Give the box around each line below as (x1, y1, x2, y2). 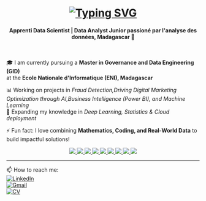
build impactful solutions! (6, 136, 70, 143)
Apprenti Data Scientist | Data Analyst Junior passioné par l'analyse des (9, 26, 197, 34)
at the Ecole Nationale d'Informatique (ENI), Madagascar (6, 74, 153, 82)
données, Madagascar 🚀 (71, 33, 135, 40)
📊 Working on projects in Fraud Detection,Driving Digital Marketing (6, 86, 177, 94)
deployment (6, 115, 37, 122)
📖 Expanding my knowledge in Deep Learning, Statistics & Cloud (6, 108, 170, 115)
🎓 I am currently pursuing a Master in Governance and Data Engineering (6, 59, 194, 67)
